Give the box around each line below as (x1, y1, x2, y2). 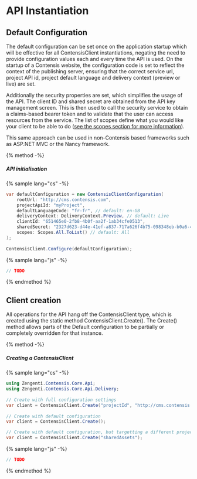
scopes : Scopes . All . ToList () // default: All (16, 230, 130, 236)
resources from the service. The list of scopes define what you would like (6, 117, 184, 124)
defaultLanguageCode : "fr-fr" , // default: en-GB (16, 208, 141, 213)
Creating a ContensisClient (6, 354, 74, 361)
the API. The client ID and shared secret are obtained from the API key (6, 98, 176, 105)
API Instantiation (6, 4, 89, 18)
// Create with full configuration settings (6, 397, 117, 403)
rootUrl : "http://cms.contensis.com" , (16, 196, 111, 203)
